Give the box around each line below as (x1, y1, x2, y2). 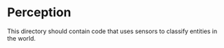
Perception (7, 5, 71, 20)
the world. (7, 34, 36, 42)
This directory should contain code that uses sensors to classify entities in (7, 27, 218, 35)
